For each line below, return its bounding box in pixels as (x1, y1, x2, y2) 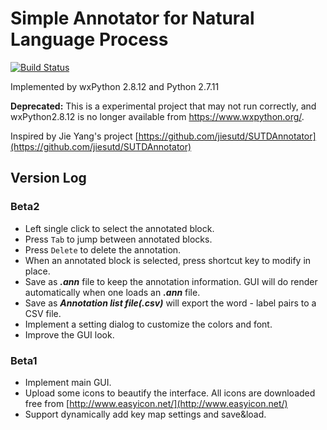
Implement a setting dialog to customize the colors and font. (24, 318, 273, 330)
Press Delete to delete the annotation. (24, 243, 182, 256)
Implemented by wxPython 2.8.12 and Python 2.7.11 (10, 80, 220, 92)
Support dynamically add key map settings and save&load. (24, 408, 267, 420)
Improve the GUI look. (24, 328, 115, 341)
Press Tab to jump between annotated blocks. (24, 233, 213, 245)
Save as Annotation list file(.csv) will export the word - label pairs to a (24, 297, 317, 309)
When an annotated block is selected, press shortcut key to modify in (24, 254, 312, 266)
